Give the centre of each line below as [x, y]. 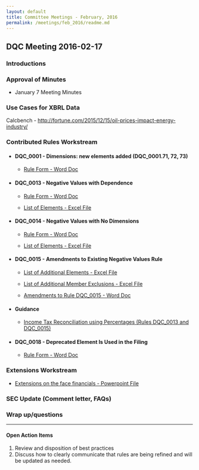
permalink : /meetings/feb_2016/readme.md [58, 22]
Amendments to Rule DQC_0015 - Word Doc [77, 295]
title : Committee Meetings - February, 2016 [62, 17]
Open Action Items [30, 435]
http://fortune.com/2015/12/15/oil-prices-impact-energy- [107, 120]
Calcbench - [21, 120]
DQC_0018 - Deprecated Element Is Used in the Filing [81, 342]
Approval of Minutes [36, 79]
